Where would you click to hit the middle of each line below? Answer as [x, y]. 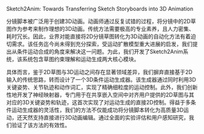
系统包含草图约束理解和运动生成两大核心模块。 [81, 59]
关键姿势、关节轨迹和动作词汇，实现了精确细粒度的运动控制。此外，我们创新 [102, 87]
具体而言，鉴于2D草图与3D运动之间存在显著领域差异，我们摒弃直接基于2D [100, 72]
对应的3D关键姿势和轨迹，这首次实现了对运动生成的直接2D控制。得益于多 [99, 102]
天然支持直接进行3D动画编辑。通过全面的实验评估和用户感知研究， [106, 117]
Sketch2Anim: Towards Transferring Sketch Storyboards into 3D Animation [100, 9]
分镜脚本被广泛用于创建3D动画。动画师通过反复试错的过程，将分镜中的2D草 [101, 21]
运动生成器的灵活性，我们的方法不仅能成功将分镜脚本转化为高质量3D [97, 110]
